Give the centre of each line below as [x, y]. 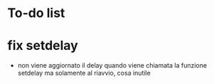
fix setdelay [43, 46]
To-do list [36, 13]
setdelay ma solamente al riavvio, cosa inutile [84, 73]
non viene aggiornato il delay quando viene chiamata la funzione [112, 65]
